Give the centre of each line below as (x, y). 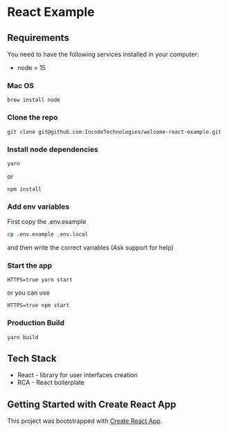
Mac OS (21, 85)
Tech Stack (32, 359)
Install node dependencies (53, 149)
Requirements (38, 38)
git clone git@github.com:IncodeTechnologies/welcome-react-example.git (114, 132)
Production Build (36, 323)
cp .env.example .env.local (48, 234)
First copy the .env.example (47, 222)
